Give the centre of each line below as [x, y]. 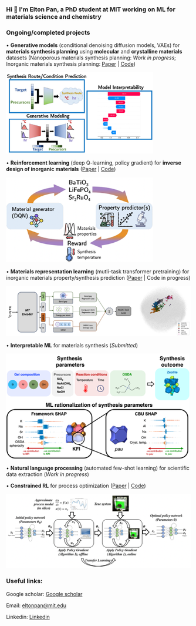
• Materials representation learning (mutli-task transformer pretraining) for [98, 272]
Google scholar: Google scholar [44, 594]
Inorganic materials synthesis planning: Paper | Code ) [71, 64]
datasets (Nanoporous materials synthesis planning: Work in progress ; [91, 58]
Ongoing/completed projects [48, 32]
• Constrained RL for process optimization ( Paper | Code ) [76, 486]
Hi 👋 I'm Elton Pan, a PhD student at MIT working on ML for [91, 9]
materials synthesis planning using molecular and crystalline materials [94, 52]
